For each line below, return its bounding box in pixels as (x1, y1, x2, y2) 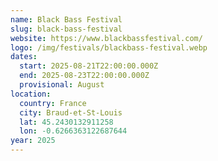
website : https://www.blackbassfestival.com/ (10, 33, 203, 43)
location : (10, 89, 52, 99)
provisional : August (19, 80, 105, 90)
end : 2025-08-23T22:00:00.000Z (19, 71, 150, 81)
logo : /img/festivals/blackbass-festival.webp (10, 42, 208, 53)
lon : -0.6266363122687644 (19, 126, 128, 136)
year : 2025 (10, 136, 56, 146)
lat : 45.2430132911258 (19, 117, 114, 127)
